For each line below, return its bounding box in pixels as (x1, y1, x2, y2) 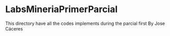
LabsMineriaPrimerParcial (5, 4, 118, 15)
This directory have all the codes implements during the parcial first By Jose (5, 20, 165, 26)
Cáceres (5, 25, 23, 31)
